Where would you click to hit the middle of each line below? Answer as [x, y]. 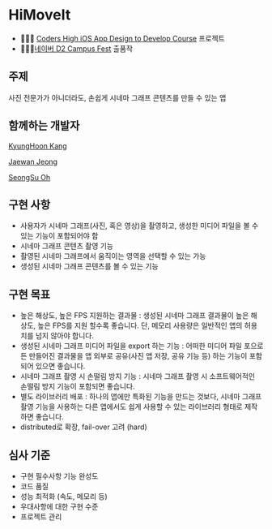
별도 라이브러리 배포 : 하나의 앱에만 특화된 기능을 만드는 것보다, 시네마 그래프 [141, 397]
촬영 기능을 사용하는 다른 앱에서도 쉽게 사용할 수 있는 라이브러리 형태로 [131, 406]
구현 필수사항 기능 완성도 [59, 476]
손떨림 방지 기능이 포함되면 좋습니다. [77, 386]
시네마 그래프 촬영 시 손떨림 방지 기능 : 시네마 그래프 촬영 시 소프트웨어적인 [138, 376]
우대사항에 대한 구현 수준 [59, 506]
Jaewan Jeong [33, 161]
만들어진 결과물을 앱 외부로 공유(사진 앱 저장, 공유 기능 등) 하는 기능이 [138, 356]
